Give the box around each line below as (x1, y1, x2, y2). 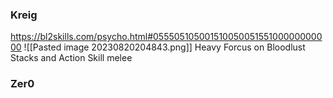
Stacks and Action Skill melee (10, 52, 133, 64)
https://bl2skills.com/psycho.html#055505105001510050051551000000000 (10, 31, 323, 43)
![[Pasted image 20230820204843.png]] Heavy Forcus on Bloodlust (23, 41, 306, 53)
